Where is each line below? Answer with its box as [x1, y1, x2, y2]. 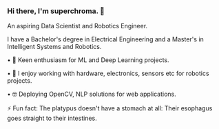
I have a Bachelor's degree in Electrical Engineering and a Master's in [7, 35, 205, 43]
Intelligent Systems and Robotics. [7, 43, 102, 51]
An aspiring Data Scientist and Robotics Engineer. [7, 22, 148, 30]
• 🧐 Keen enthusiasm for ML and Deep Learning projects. [7, 56, 170, 64]
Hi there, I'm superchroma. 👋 [7, 6, 105, 16]
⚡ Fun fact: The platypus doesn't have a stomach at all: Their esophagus [7, 104, 213, 112]
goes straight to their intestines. [7, 114, 98, 123]
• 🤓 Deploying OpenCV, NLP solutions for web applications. [7, 90, 177, 99]
